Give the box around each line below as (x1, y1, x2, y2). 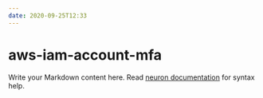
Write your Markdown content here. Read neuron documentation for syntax (8, 73, 255, 82)
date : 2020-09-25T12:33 (8, 11, 88, 20)
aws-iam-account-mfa (8, 45, 162, 64)
